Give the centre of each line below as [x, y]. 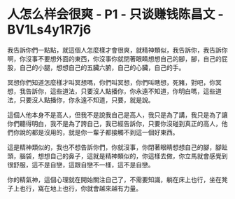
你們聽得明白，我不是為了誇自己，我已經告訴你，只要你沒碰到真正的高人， [114, 123]
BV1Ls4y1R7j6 [49, 30]
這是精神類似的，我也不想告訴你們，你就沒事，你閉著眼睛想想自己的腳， [111, 147]
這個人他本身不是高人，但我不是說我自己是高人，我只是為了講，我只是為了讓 [117, 115]
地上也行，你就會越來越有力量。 [96, 188]
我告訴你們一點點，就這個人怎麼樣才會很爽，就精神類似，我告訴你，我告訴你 [117, 50]
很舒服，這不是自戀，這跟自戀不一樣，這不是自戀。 [81, 165]
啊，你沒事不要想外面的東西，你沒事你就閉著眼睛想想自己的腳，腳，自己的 [114, 59]
